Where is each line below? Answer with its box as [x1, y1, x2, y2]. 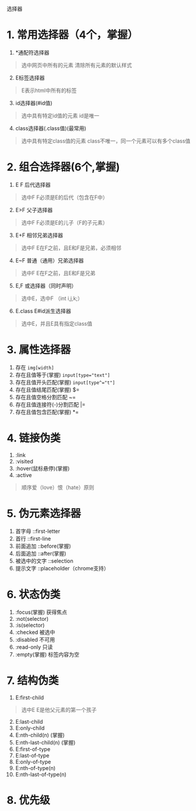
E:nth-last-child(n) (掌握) [15, 739, 76, 746]
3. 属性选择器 [7, 343, 71, 356]
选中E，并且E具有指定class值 [21, 320, 92, 327]
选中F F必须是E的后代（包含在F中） [21, 194, 108, 201]
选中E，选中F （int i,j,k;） [21, 295, 83, 302]
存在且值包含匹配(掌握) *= [15, 408, 79, 415]
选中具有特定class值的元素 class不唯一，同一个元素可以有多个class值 [21, 137, 191, 144]
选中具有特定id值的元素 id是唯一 [21, 112, 99, 119]
